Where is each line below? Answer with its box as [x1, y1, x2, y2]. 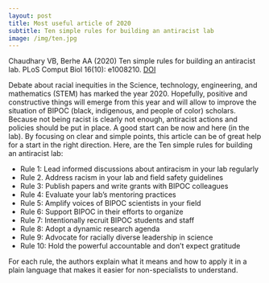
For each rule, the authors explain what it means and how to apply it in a [8, 256, 247, 266]
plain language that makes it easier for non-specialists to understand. [8, 265, 238, 275]
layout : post [8, 11, 52, 20]
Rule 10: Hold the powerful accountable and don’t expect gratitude [19, 241, 241, 251]
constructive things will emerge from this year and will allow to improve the [8, 97, 257, 107]
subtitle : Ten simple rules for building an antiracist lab [8, 27, 215, 35]
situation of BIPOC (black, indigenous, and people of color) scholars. [8, 106, 236, 116]
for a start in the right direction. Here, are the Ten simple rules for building [8, 140, 253, 150]
